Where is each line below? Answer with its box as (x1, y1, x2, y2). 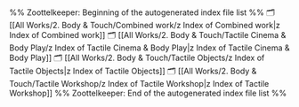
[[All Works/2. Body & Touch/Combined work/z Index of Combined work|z (9, 20, 280, 30)
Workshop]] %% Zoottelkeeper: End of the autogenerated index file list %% (9, 88, 287, 98)
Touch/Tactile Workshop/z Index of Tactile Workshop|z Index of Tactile (9, 79, 270, 88)
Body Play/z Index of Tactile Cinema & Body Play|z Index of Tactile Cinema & (9, 42, 290, 53)
